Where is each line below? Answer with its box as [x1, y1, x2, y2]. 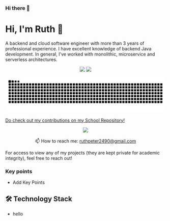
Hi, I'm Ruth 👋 [5, 23, 64, 35]
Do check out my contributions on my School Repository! [5, 117, 125, 123]
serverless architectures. [5, 56, 58, 63]
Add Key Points [12, 179, 45, 185]
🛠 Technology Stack [5, 195, 72, 203]
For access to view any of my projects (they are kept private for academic [5, 150, 160, 156]
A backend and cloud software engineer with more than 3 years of [5, 40, 145, 46]
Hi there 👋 [5, 5, 31, 12]
